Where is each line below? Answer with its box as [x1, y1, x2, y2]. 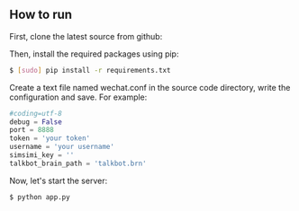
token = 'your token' [9, 134, 91, 143]
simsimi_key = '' [9, 151, 75, 160]
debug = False [9, 117, 63, 127]
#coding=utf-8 [9, 109, 63, 118]
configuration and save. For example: [9, 92, 148, 102]
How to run [9, 7, 73, 22]
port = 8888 [9, 126, 54, 135]
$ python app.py [9, 192, 70, 201]
